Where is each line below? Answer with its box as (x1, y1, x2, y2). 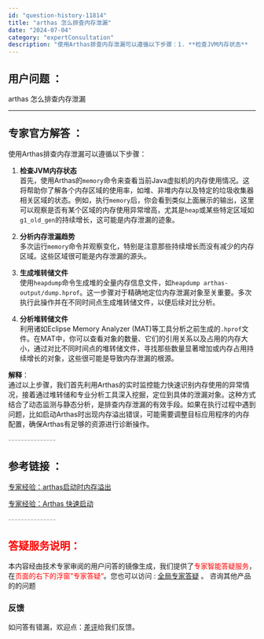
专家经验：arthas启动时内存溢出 (8, 482, 112, 491)
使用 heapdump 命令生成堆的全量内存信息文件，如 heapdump (19, 277, 200, 287)
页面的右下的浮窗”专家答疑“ (15, 571, 104, 581)
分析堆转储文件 (19, 314, 68, 323)
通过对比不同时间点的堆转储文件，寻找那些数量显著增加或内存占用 (33, 343, 247, 353)
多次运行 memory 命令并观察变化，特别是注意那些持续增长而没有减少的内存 (19, 241, 255, 251)
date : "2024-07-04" (8, 26, 72, 34)
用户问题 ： (8, 72, 63, 85)
